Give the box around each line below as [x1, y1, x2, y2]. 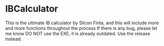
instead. [5, 36, 22, 42]
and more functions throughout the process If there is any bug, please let [5, 25, 157, 31]
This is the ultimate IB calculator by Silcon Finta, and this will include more [5, 20, 159, 26]
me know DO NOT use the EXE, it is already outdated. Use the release [5, 30, 150, 36]
